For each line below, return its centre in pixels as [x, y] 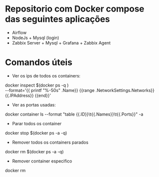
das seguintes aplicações [57, 19]
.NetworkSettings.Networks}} [125, 90]
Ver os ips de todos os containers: [46, 75]
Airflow [19, 32]
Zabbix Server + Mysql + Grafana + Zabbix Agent [61, 43]
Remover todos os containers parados [50, 142]
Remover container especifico [42, 161]
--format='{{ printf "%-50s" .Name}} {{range [50, 90]
